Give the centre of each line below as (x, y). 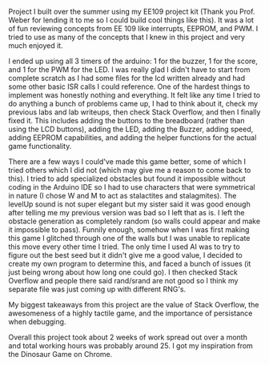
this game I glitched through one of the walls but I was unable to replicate (129, 238)
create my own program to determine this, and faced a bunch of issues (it (130, 264)
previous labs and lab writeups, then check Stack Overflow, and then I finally (134, 112)
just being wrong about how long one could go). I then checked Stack (123, 272)
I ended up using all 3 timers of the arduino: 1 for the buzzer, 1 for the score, (133, 61)
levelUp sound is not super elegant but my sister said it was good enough (129, 204)
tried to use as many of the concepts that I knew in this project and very (127, 37)
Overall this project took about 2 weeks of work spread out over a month (128, 337)
